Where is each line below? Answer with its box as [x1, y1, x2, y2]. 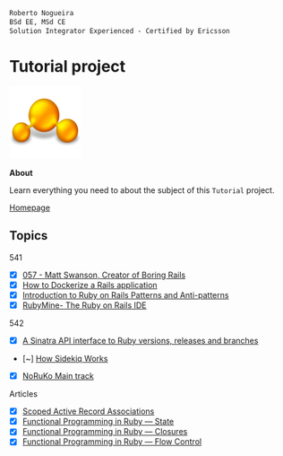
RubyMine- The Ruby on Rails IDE [21, 300, 147, 311]
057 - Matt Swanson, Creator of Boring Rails [21, 269, 186, 280]
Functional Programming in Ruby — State [21, 417, 175, 427]
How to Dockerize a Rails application [21, 279, 159, 290]
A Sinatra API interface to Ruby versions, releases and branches [21, 336, 259, 346]
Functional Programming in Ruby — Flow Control [21, 436, 202, 447]
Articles [9, 389, 39, 399]
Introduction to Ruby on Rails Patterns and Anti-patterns [21, 289, 229, 300]
